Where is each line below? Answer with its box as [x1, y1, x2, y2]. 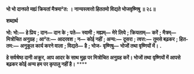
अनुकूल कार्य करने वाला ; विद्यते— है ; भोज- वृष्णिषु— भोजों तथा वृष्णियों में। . [19, 42, 162, 49]
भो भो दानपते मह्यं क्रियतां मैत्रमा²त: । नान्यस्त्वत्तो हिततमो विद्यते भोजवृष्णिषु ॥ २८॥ [6, 6, 156, 12]
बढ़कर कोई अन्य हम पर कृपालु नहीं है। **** [6, 60, 87, 68]
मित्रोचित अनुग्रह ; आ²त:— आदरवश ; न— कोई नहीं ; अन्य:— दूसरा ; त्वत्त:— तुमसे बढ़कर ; [6, 36, 178, 42]
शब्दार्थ [6, 18, 18, 24]
